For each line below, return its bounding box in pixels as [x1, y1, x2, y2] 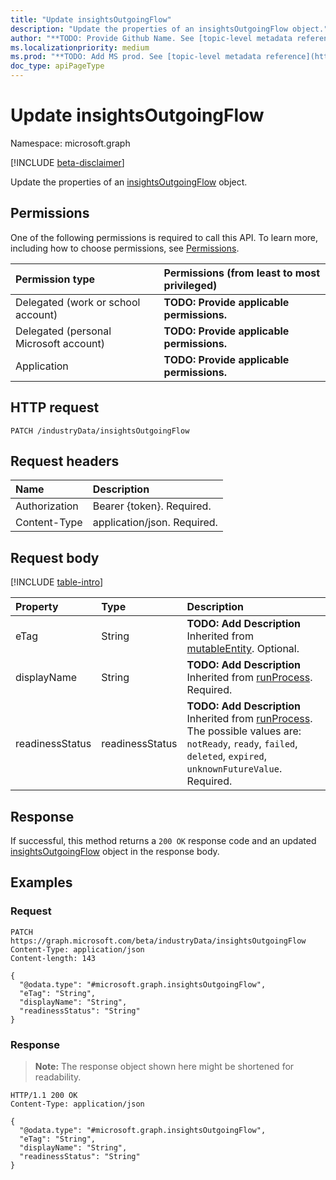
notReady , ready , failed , [186, 737, 298, 751]
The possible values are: [186, 724, 302, 738]
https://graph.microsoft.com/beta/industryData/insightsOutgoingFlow [10, 936, 307, 946]
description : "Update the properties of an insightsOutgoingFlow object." [10, 24, 329, 34]
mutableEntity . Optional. [186, 642, 300, 656]
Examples [10, 874, 73, 891]
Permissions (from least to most [163, 266, 321, 280]
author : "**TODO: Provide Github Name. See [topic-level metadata [10, 33, 293, 43]
